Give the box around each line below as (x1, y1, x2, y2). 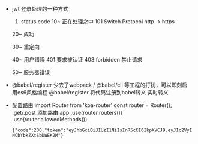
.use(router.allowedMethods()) (11, 116, 88, 122)
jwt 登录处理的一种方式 (11, 5, 69, 12)
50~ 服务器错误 (11, 69, 50, 76)
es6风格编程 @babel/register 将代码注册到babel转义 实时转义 (17, 89, 169, 96)
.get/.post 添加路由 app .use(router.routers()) (11, 109, 123, 116)
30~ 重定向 (11, 44, 40, 50)
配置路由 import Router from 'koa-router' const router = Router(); (11, 102, 172, 109)
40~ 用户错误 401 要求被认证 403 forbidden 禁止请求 (11, 56, 143, 63)
